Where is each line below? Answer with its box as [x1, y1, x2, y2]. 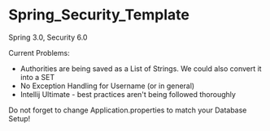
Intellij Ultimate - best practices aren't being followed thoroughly [20, 89, 236, 99]
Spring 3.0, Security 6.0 [8, 32, 88, 42]
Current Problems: [8, 48, 71, 57]
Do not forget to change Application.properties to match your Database [8, 105, 247, 115]
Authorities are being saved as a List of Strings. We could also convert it [20, 63, 262, 74]
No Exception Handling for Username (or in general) [20, 81, 195, 91]
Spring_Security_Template [8, 6, 189, 24]
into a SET [20, 72, 55, 82]
